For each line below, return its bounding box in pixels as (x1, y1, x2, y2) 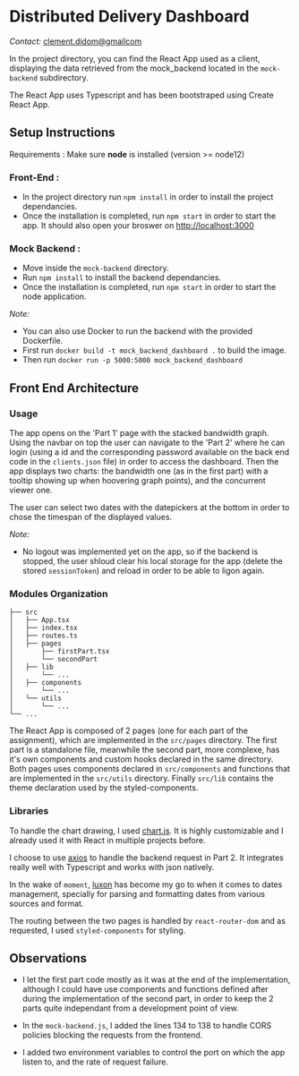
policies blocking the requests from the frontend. (21, 1029, 203, 1040)
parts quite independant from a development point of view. (21, 1003, 239, 1013)
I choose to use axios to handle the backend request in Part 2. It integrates (9, 852, 285, 863)
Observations (9, 951, 88, 966)
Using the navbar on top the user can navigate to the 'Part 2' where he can (9, 437, 286, 448)
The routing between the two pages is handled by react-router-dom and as (9, 915, 286, 926)
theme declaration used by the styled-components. (9, 782, 199, 793)
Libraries (9, 805, 49, 817)
